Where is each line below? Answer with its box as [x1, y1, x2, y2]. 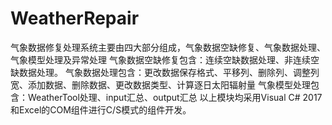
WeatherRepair [10, 7, 140, 30]
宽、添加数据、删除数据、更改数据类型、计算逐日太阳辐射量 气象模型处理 [10, 78, 311, 91]
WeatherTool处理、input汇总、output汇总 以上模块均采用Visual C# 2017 [27, 91, 323, 103]
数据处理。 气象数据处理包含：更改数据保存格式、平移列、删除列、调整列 [18, 66, 320, 78]
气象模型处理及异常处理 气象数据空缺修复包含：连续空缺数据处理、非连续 [10, 53, 311, 66]
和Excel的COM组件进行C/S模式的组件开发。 [10, 103, 192, 116]
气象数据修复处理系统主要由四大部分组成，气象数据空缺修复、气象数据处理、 [10, 41, 326, 53]
